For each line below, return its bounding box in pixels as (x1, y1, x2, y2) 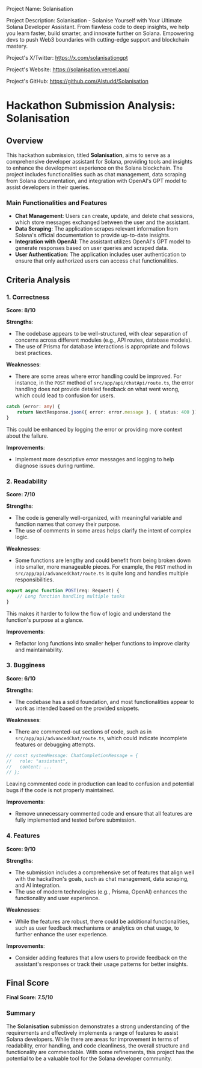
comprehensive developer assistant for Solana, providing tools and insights (6, 158, 192, 165)
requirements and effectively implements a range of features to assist (6, 1029, 179, 1036)
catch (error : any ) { (6, 403, 61, 409)
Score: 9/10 (6, 845, 36, 852)
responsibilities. (14, 576, 54, 583)
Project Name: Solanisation (6, 5, 73, 12)
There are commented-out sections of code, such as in (14, 727, 152, 735)
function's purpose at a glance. (6, 616, 84, 624)
